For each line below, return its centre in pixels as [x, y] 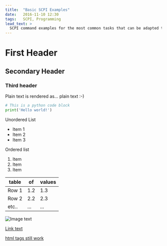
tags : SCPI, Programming [33, 19]
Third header [21, 85]
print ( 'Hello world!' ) [29, 110]
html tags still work [24, 238]
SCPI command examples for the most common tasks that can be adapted [84, 28]
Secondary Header [35, 71]
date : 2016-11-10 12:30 [32, 14]
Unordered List [20, 120]
